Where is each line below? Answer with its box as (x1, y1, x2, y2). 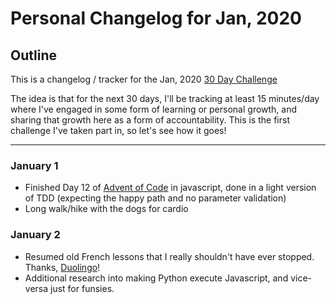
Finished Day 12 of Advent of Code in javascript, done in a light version (24, 182, 317, 194)
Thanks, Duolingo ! (24, 261, 101, 273)
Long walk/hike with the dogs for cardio (24, 203, 189, 215)
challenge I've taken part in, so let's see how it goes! (10, 125, 227, 136)
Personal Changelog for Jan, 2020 (10, 7, 302, 30)
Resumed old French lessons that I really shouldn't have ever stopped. (24, 250, 315, 262)
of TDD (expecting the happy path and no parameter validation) (24, 192, 287, 204)
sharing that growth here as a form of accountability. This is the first (10, 114, 290, 126)
